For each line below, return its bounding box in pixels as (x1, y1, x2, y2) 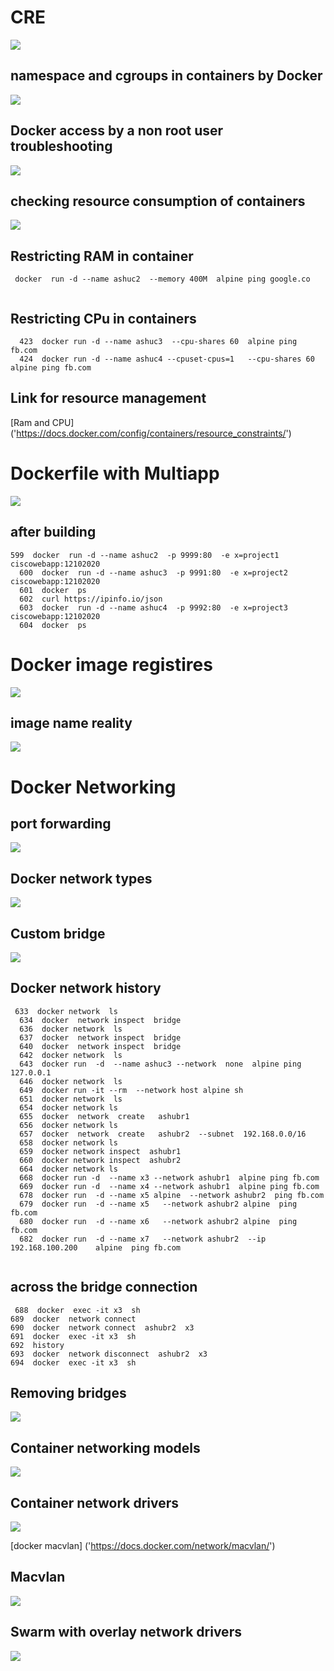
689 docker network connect (10, 1314, 137, 1324)
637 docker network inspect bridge (19, 1032, 182, 1043)
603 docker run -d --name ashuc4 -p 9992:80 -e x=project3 (19, 602, 288, 613)
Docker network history (10, 980, 162, 997)
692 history (10, 1340, 65, 1350)
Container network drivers (10, 1494, 180, 1511)
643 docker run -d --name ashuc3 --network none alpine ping (19, 1059, 302, 1069)
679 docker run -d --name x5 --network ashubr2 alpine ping (19, 1199, 298, 1209)
